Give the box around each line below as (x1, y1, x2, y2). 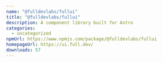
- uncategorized (11, 31, 51, 37)
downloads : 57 (6, 47, 41, 53)
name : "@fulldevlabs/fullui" (6, 8, 78, 15)
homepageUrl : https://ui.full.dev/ (6, 42, 94, 48)
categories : (6, 25, 35, 31)
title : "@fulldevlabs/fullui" (6, 14, 81, 20)
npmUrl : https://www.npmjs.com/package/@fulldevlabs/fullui (6, 36, 158, 42)
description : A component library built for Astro (6, 19, 133, 25)
